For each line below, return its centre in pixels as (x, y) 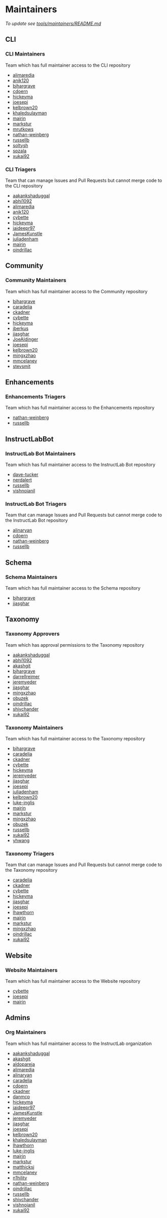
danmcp (21, 1096)
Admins (18, 1018)
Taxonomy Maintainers (34, 728)
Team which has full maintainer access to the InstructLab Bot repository (80, 464)
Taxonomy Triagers (30, 853)
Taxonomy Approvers (32, 634)
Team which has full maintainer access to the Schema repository (73, 588)
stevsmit (22, 366)
